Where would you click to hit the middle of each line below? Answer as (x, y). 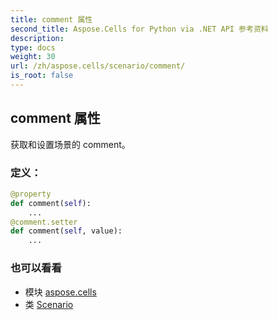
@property (31, 194)
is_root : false (42, 76)
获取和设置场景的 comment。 (70, 144)
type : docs (33, 47)
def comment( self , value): (66, 231)
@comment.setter (44, 222)
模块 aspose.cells (60, 292)
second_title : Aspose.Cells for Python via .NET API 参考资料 (139, 29)
